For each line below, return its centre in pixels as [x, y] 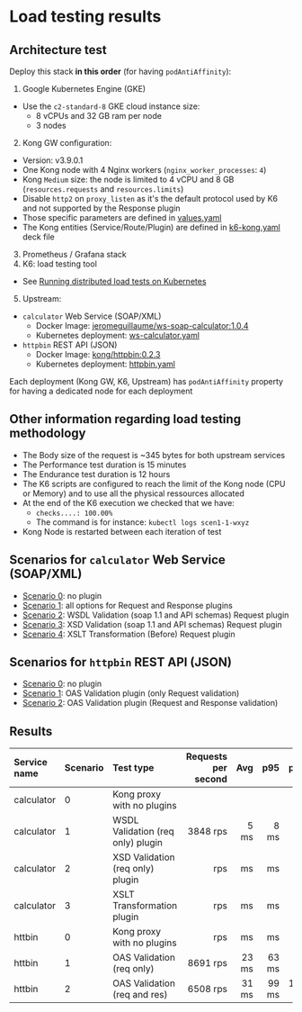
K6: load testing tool [59, 264]
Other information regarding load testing [125, 419]
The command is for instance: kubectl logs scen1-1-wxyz [142, 522]
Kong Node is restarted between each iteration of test [122, 531]
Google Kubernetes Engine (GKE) [84, 89]
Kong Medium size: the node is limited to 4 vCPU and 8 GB [128, 179]
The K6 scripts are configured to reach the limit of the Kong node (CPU [154, 483]
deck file [39, 237]
